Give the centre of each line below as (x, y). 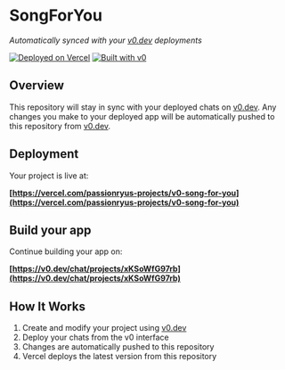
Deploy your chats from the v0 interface (95, 337)
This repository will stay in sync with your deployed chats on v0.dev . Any (143, 107)
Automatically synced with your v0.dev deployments (106, 40)
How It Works (48, 306)
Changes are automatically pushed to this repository (118, 347)
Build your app (50, 230)
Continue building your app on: (66, 251)
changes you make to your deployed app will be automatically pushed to (142, 116)
